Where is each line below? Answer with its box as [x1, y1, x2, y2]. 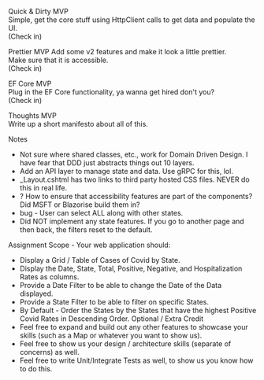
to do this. [19, 364, 53, 373]
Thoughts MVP [8, 111, 57, 120]
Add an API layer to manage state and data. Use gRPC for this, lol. [19, 167, 234, 175]
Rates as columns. [19, 272, 80, 282]
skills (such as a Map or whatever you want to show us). [19, 330, 203, 340]
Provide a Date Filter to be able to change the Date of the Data [19, 281, 222, 290]
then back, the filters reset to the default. [19, 225, 153, 234]
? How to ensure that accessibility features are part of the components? [19, 192, 253, 201]
